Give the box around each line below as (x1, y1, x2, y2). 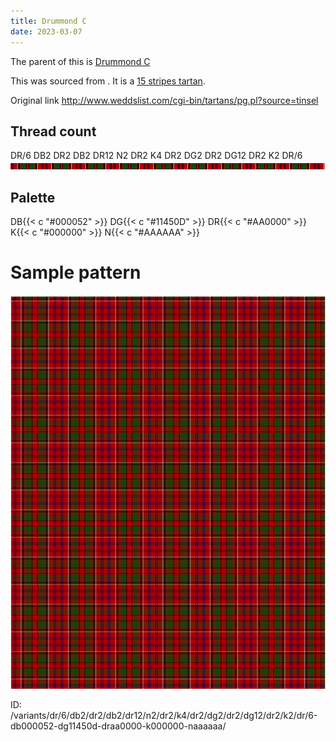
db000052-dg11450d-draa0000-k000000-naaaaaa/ (10, 720, 227, 732)
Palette (10, 189, 56, 206)
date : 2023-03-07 (10, 26, 83, 37)
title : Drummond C (10, 16, 87, 26)
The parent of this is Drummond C (10, 55, 151, 67)
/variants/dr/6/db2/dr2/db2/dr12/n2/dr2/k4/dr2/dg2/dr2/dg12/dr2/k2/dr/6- (10, 710, 318, 722)
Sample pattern (10, 261, 142, 284)
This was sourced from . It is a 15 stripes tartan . (10, 75, 206, 87)
